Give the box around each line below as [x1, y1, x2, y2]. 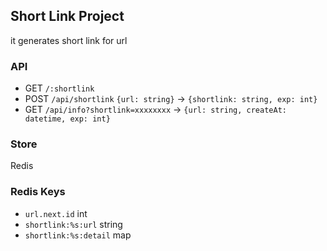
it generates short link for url [10, 34, 128, 46]
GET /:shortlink [24, 82, 95, 94]
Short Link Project [10, 8, 125, 25]
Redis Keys [10, 185, 66, 199]
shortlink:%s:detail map [24, 229, 132, 241]
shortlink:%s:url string [24, 218, 123, 230]
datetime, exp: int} [24, 114, 111, 124]
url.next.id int [24, 207, 88, 219]
